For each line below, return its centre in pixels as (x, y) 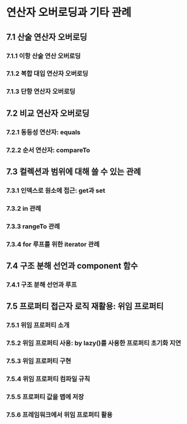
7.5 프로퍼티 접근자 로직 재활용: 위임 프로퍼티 (85, 307)
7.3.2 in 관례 (24, 208)
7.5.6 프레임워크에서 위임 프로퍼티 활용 (59, 414)
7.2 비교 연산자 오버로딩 (48, 113)
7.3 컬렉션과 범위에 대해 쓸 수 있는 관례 (74, 171)
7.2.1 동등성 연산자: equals (43, 132)
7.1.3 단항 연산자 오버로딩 (41, 92)
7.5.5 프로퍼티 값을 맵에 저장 (45, 397)
